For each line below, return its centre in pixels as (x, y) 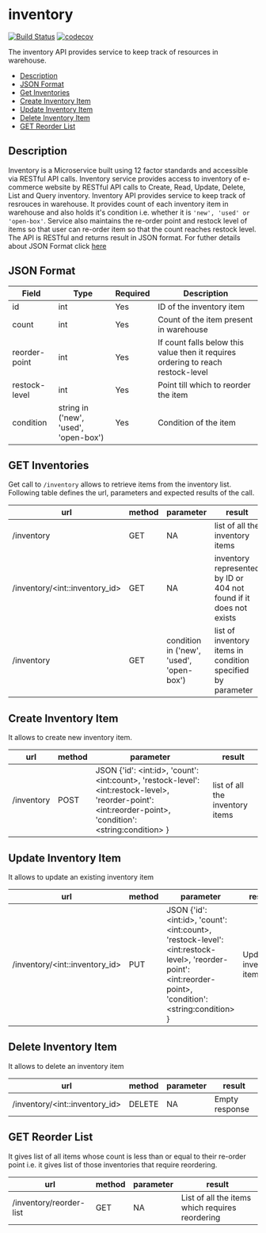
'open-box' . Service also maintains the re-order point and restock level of (128, 220)
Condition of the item (197, 422)
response (232, 1109)
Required (133, 293)
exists (225, 618)
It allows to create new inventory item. (70, 738)
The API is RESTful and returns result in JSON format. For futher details (124, 237)
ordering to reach (190, 362)
